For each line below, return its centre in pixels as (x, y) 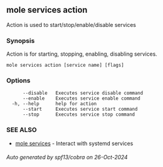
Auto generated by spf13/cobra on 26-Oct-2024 (67, 157)
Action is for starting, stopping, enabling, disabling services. (82, 54)
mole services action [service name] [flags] (65, 65)
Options (18, 81)
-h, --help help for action (54, 104)
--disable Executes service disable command (83, 93)
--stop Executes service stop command (79, 115)
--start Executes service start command (80, 109)
